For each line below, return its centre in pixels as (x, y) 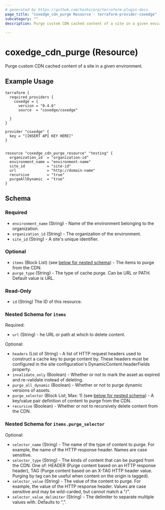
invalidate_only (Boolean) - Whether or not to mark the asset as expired (86, 374)
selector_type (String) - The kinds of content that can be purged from (83, 460)
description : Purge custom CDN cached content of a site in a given (77, 23)
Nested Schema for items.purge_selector (55, 424)
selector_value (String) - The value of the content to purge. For (76, 481)
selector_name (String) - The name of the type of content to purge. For (83, 444)
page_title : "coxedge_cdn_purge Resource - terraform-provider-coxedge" (81, 14)
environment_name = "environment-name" (50, 162)
